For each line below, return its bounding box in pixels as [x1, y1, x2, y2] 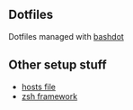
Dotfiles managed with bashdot [8, 31, 125, 41]
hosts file [21, 81, 56, 92]
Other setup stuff [8, 58, 107, 73]
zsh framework [21, 90, 78, 102]
